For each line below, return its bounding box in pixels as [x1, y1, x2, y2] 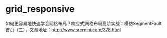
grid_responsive [5, 3, 75, 15]
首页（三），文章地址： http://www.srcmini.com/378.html [5, 26, 121, 33]
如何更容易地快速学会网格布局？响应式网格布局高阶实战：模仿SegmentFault [5, 20, 162, 26]
